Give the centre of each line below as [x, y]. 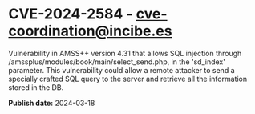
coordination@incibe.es [90, 31]
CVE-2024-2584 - [71, 14]
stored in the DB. [36, 87]
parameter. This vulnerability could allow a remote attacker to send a [121, 70]
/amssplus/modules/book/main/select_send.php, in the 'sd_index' [117, 62]
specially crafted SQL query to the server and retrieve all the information [127, 79]
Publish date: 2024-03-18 [52, 103]
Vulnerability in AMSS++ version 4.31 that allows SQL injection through [125, 53]
